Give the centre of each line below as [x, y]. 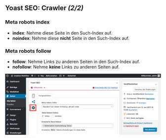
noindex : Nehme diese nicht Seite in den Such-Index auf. [71, 38]
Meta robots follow [28, 51]
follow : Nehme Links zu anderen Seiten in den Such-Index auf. [76, 62]
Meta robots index [27, 22]
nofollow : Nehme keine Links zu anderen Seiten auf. [66, 67]
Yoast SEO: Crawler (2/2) [44, 8]
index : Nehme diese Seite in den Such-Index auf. [62, 33]
